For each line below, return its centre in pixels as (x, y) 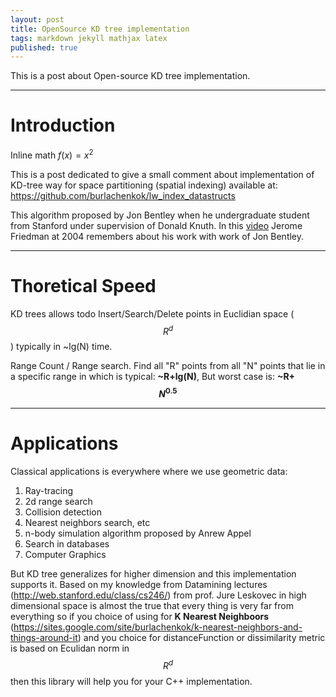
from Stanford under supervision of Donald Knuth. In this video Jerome (156, 225)
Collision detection (63, 512)
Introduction (63, 125)
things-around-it (44, 638)
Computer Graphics (65, 555)
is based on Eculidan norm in (70, 648)
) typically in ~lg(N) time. (61, 347)
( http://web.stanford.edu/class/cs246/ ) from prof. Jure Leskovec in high (158, 595)
